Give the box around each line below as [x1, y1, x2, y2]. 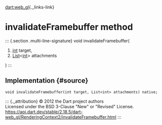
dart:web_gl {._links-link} [5, 4, 54, 10]
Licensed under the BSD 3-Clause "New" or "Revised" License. [5, 103, 134, 109]
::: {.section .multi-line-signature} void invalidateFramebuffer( [5, 38, 130, 43]
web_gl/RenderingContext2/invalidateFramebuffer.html [5, 114, 117, 120]
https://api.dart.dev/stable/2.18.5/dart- [5, 109, 83, 115]
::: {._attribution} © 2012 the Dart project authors [5, 98, 104, 104]
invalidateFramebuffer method [5, 22, 133, 33]
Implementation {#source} [5, 77, 89, 85]
